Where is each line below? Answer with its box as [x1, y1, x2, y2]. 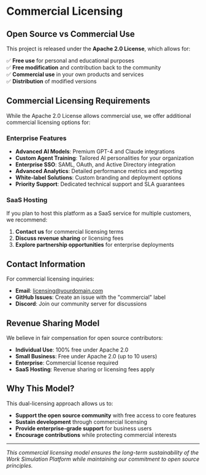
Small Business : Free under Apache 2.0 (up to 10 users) [15, 353, 158, 360]
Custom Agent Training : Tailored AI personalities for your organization [15, 155, 194, 162]
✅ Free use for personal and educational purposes [6, 57, 135, 64]
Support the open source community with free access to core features [15, 411, 196, 419]
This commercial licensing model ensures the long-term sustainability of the [6, 449, 199, 456]
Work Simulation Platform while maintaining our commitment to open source [6, 455, 200, 463]
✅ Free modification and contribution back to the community [6, 64, 161, 71]
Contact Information [6, 259, 86, 269]
